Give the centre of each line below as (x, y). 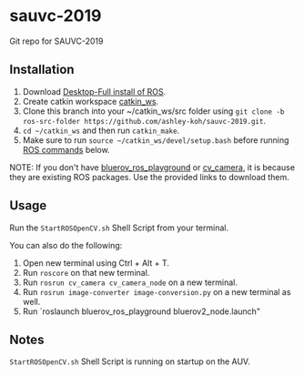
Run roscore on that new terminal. (86, 272)
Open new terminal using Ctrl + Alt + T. (96, 263)
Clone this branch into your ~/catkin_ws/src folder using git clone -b (153, 111)
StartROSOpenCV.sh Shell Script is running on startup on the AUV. (130, 361)
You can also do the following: (66, 245)
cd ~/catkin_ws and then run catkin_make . (101, 130)
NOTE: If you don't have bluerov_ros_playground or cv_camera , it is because (152, 167)
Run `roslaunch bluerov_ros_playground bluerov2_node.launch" (142, 311)
